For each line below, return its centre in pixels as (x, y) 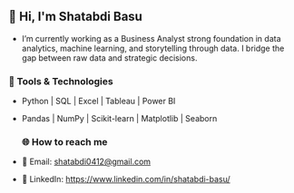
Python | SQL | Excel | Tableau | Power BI (98, 101)
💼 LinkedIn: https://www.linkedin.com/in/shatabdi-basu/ (126, 179)
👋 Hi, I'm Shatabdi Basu (75, 17)
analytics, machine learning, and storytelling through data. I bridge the (153, 48)
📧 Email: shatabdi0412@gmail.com (86, 162)
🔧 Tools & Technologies (61, 81)
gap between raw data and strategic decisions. (109, 58)
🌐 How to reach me (64, 142)
